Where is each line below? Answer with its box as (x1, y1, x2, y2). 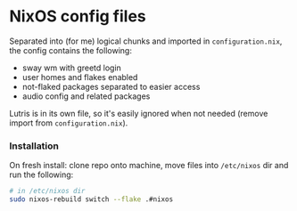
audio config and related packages (21, 91, 151, 101)
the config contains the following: (9, 45, 132, 55)
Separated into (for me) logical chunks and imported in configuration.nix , (9, 36, 283, 46)
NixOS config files (9, 6, 146, 27)
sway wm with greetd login (21, 62, 122, 73)
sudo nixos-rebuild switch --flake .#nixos (9, 195, 174, 204)
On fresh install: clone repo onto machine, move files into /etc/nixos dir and (9, 160, 289, 171)
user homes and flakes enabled (21, 71, 138, 82)
